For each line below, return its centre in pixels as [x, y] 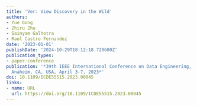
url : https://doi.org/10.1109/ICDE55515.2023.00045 [77, 94]
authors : [17, 17]
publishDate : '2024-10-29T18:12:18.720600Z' [62, 50]
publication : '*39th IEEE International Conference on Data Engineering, [99, 66]
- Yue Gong [20, 22]
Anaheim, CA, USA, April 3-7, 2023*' [58, 72]
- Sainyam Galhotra [30, 34]
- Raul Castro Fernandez [37, 39]
